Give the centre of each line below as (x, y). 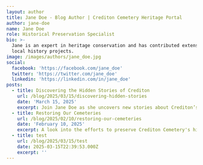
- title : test (29, 136)
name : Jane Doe (25, 29)
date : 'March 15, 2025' (47, 102)
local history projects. (43, 51)
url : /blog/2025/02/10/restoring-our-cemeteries (79, 118)
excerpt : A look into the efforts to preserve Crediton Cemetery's (104, 130)
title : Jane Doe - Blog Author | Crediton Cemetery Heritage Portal (94, 18)
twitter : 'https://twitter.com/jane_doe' (65, 74)
